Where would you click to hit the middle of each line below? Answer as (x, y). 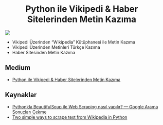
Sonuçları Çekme (29, 112)
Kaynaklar (21, 95)
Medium (18, 68)
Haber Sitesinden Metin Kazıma (44, 52)
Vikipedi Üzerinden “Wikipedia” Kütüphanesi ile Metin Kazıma (73, 42)
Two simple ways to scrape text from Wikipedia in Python (70, 117)
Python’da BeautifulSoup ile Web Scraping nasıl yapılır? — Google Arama (85, 106)
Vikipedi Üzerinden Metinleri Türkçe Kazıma (56, 47)
